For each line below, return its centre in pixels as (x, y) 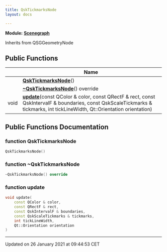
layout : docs (19, 14)
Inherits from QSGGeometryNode (39, 42)
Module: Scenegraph (27, 33)
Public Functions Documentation (57, 127)
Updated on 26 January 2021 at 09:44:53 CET (53, 244)
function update (25, 187)
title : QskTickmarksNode (31, 10)
